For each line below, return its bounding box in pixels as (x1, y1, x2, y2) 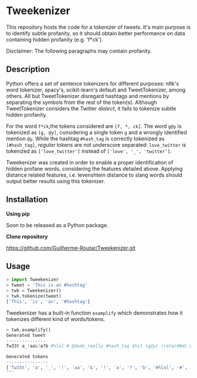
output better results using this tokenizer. (6, 177, 106, 184)
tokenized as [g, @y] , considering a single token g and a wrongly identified (6, 129, 188, 136)
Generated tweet (6, 332, 46, 338)
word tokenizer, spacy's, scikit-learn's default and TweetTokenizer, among (6, 86, 186, 93)
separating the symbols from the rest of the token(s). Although (6, 99, 157, 106)
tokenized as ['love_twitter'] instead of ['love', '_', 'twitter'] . (6, 147, 172, 154)
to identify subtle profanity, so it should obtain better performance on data (6, 29, 186, 36)
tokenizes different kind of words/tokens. (6, 315, 106, 322)
